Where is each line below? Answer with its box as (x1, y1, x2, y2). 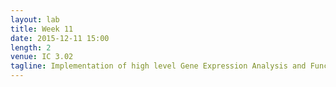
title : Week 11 (10, 24, 74, 34)
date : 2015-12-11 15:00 (10, 33, 110, 43)
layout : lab (10, 14, 60, 25)
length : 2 (10, 42, 52, 53)
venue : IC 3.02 (10, 52, 74, 62)
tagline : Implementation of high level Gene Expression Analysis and (10, 61, 307, 71)
